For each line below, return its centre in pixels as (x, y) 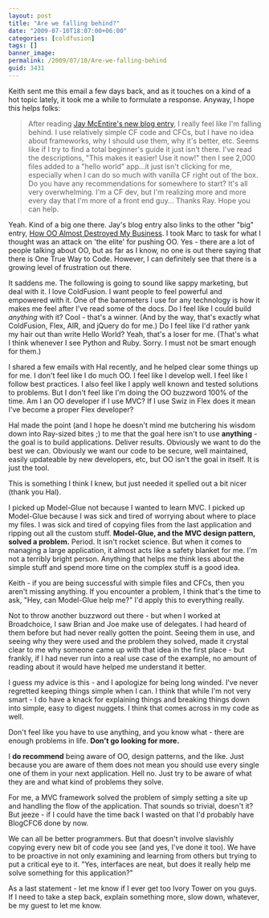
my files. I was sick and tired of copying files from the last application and (130, 524)
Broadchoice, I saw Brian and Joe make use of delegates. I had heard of (128, 624)
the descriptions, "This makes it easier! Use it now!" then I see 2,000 (141, 158)
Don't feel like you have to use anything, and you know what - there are (126, 732)
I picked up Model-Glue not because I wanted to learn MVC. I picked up (126, 507)
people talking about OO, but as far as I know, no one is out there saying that (135, 250)
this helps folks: (34, 108)
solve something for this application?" (71, 872)
